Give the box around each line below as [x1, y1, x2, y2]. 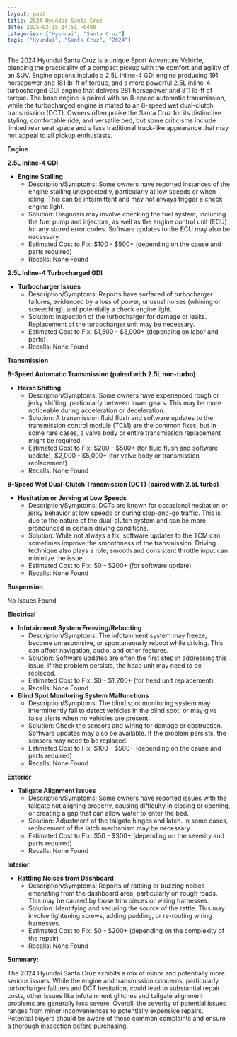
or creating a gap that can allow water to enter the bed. [28, 809, 189, 818]
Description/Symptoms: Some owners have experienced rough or [28, 391, 219, 400]
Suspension [7, 583, 44, 591]
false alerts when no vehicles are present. [28, 714, 151, 722]
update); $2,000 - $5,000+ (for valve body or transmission [28, 451, 200, 460]
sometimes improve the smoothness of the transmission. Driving [28, 539, 216, 548]
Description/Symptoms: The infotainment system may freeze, [28, 631, 207, 640]
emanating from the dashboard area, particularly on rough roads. [28, 889, 218, 898]
